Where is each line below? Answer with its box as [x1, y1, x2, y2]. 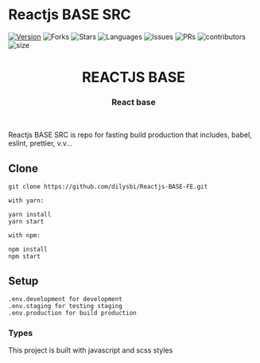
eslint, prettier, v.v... [8, 139, 73, 148]
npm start [8, 252, 41, 260]
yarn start [8, 217, 45, 226]
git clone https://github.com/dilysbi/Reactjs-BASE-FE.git [8, 183, 208, 191]
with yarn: [8, 197, 45, 205]
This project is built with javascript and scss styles [8, 345, 173, 355]
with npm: [8, 232, 41, 240]
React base [111, 97, 157, 108]
